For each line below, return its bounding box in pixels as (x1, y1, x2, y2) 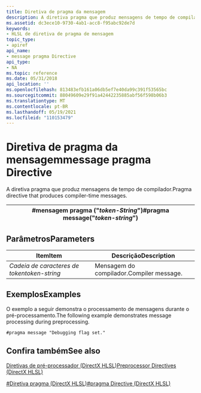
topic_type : (6, 37, 36, 43)
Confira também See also (6, 346, 100, 356)
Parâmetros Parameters (6, 234, 95, 244)
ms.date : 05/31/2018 (6, 75, 58, 81)
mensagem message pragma (6, 153, 151, 167)
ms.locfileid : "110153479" (6, 114, 74, 120)
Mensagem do (95, 262, 136, 270)
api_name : (6, 48, 31, 54)
